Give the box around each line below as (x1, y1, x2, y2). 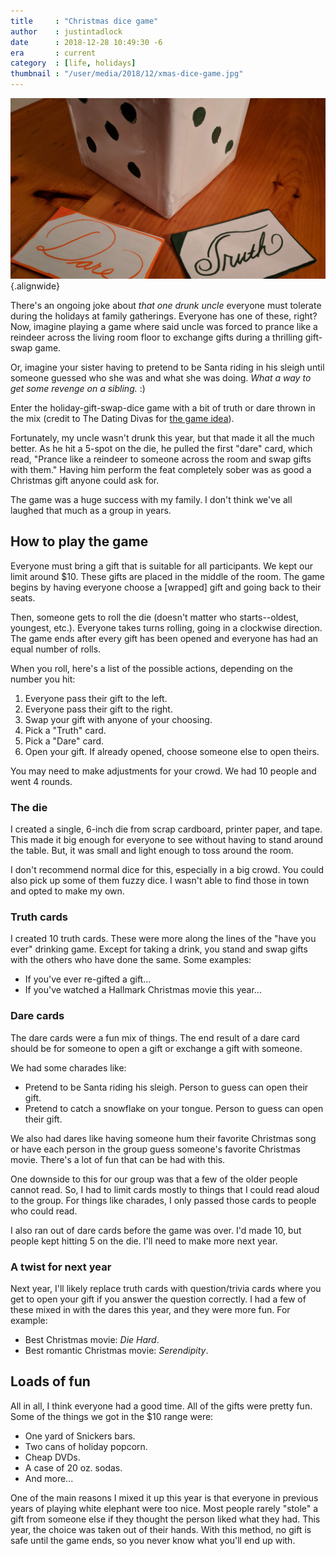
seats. (10, 591, 36, 604)
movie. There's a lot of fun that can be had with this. (10, 1153, 226, 1165)
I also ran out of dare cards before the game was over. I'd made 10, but (10, 1224, 302, 1236)
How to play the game (10, 533, 149, 550)
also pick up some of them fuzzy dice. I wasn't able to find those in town (10, 875, 310, 887)
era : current (10, 48, 97, 58)
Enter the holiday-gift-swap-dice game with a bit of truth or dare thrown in (10, 401, 316, 414)
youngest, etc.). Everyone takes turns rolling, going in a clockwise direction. (10, 621, 323, 634)
